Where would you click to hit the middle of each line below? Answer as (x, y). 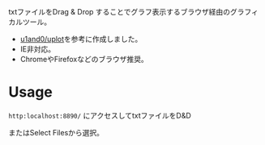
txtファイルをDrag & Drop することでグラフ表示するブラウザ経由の (120, 12)
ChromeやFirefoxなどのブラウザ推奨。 (84, 59)
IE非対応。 (37, 49)
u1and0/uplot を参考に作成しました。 (81, 39)
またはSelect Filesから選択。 (56, 132)
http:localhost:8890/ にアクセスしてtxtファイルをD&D (100, 115)
